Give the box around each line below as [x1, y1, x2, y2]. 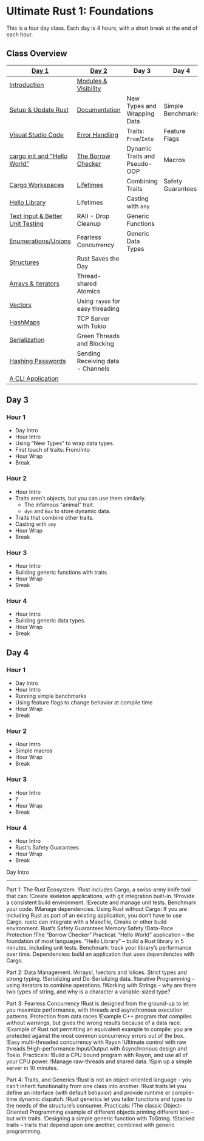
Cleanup [76, 219, 101, 228]
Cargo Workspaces [9, 180, 65, 189]
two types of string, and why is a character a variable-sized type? [6, 988, 171, 995]
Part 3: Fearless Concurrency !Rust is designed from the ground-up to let [6, 1000, 189, 1007]
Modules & [76, 77, 107, 85]
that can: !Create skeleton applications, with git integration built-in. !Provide [6, 892, 195, 899]
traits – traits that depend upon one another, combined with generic [6, 1121, 175, 1128]
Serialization [9, 335, 45, 344]
